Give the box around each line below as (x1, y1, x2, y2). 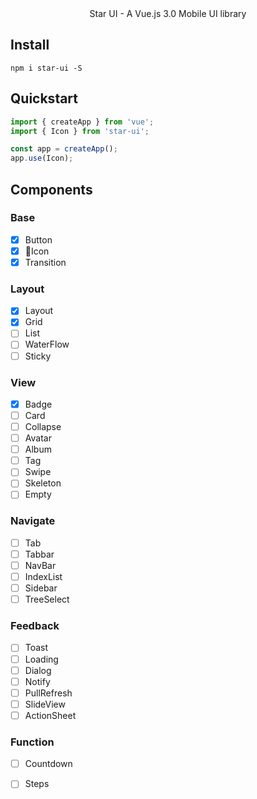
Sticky (24, 350, 52, 362)
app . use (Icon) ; (10, 153, 74, 164)
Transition (24, 256, 67, 268)
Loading (24, 653, 59, 665)
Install (10, 37, 50, 54)
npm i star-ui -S (10, 63, 83, 73)
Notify (24, 675, 51, 687)
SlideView (24, 698, 66, 710)
